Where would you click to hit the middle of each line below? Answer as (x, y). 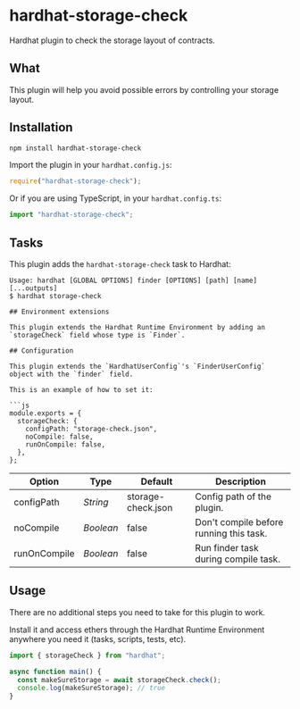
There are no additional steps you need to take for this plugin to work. (137, 612)
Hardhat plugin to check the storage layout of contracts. (112, 40)
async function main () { (55, 671)
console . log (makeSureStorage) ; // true (92, 688)
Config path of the (233, 496)
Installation (41, 127)
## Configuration (42, 351)
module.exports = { (46, 413)
